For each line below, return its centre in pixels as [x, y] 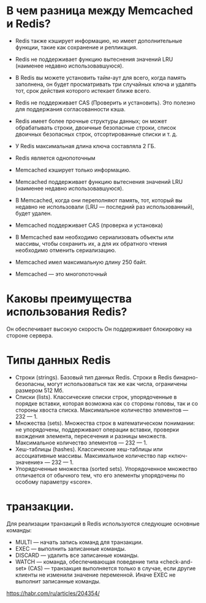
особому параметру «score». [54, 482]
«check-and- [176, 562]
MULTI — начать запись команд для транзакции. [79, 542]
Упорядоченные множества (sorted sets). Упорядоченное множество [106, 468]
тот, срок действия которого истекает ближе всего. [83, 90]
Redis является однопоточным [55, 158]
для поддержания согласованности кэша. [70, 109]
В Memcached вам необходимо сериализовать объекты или [94, 237]
